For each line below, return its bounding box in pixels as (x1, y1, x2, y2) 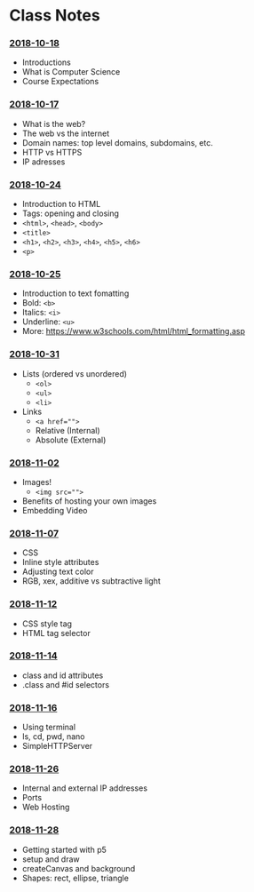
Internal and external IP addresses (21, 783, 148, 793)
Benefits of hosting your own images (21, 495, 157, 506)
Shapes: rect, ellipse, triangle (21, 872, 129, 883)
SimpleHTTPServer (21, 741, 93, 752)
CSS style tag (21, 618, 73, 629)
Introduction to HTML (21, 199, 101, 210)
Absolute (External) (35, 434, 107, 445)
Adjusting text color (21, 566, 95, 577)
